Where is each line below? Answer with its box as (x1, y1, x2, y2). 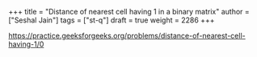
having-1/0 (8, 39, 44, 49)
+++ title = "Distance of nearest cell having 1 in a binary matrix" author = (8, 7, 251, 16)
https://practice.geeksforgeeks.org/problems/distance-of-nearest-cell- (8, 31, 246, 40)
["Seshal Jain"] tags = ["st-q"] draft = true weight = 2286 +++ (8, 15, 216, 25)
